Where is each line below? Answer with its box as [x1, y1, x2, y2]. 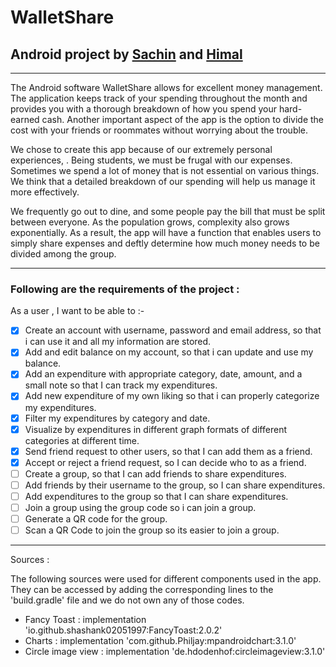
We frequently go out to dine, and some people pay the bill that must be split [10, 206, 326, 217]
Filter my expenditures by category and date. [24, 412, 211, 424]
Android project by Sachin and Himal [10, 46, 243, 63]
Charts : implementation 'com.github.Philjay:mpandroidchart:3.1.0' [24, 635, 297, 647]
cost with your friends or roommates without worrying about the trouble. [10, 124, 309, 136]
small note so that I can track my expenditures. [24, 379, 218, 391]
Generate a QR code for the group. [24, 513, 168, 525]
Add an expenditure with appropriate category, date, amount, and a [24, 368, 303, 380]
